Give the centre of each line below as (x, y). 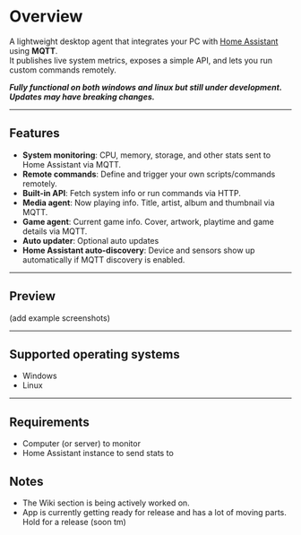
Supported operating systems (95, 354)
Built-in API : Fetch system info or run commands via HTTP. (132, 193)
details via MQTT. (55, 231)
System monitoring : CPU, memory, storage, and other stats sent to (146, 155)
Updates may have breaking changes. (82, 97)
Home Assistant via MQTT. (72, 164)
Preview (33, 296)
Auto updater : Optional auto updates (90, 240)
